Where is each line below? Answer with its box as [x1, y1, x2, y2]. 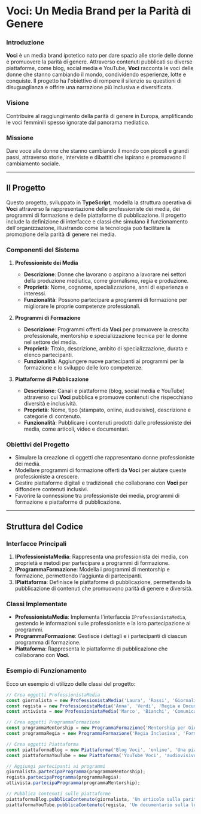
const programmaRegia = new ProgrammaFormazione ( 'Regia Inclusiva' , [6, 731, 181, 737]
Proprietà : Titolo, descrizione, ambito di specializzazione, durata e [23, 345, 188, 352]
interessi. [23, 290, 47, 297]
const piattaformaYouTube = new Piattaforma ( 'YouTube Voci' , [6, 752, 162, 758]
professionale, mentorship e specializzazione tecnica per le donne [23, 332, 187, 340]
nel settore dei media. [23, 338, 78, 346]
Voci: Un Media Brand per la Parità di [6, 4, 191, 18]
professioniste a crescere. [14, 473, 80, 480]
